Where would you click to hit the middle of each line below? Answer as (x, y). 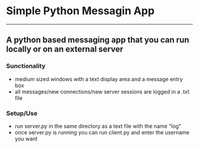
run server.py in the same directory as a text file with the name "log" (98, 126)
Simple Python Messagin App (81, 11)
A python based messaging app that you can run (98, 40)
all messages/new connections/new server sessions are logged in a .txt (102, 91)
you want (26, 139)
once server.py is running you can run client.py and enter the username (102, 132)
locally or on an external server (65, 49)
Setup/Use (22, 113)
